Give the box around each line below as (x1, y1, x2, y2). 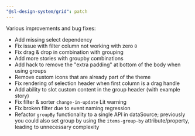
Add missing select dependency (14, 36, 93, 43)
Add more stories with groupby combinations (14, 55, 124, 62)
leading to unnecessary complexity (14, 123, 100, 130)
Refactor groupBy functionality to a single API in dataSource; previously (14, 111, 186, 118)
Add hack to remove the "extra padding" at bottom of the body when (14, 61, 181, 68)
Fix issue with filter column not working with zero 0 (14, 42, 138, 49)
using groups (14, 67, 47, 74)
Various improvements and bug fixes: (6, 25, 96, 32)
